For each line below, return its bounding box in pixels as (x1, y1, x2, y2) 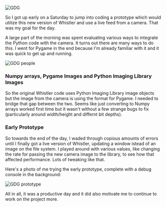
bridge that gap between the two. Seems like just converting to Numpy (5, 101, 150, 107)
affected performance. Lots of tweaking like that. (5, 156, 105, 162)
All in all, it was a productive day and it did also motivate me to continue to (5, 191, 157, 197)
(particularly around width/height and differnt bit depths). (5, 111, 123, 117)
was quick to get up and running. (5, 50, 73, 56)
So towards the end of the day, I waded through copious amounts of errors (5, 135, 159, 141)
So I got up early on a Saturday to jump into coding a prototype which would (5, 14, 162, 20)
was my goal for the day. (5, 25, 56, 31)
